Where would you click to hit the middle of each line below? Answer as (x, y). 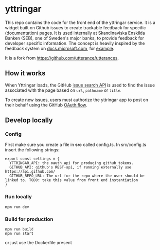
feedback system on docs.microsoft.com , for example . (60, 48)
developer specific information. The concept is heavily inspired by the (75, 43)
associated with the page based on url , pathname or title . (63, 90)
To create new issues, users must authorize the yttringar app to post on (77, 100)
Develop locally (29, 120)
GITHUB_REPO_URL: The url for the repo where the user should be (77, 176)
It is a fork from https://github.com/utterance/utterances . (62, 58)
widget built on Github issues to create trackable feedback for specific (76, 27)
